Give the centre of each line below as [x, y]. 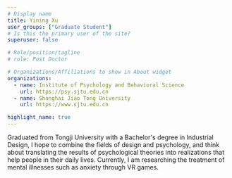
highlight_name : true [39, 117]
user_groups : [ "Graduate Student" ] [60, 27]
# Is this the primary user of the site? [69, 33]
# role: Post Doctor [38, 59]
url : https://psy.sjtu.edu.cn [65, 91]
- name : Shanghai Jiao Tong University [72, 98]
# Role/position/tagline [44, 53]
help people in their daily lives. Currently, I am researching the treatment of [116, 160]
